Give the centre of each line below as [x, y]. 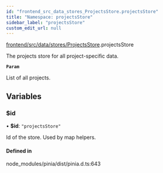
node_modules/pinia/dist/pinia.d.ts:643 [53, 164]
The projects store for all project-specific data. [62, 56]
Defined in [19, 151]
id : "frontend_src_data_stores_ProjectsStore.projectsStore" [82, 11]
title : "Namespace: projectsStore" [50, 17]
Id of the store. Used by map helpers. [51, 137]
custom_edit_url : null [34, 28]
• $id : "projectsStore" [33, 126]
